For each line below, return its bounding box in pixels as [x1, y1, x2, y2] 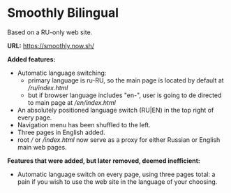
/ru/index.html [27, 83, 68, 92]
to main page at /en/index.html [27, 98, 117, 106]
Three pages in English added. [17, 128, 106, 136]
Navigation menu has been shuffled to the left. [17, 120, 151, 129]
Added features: [7, 55, 56, 64]
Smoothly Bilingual [7, 5, 119, 21]
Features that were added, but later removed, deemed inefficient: [7, 156, 201, 165]
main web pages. [17, 143, 68, 151]
